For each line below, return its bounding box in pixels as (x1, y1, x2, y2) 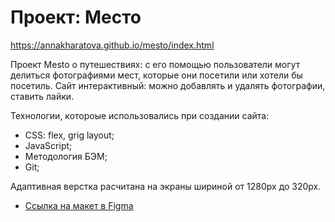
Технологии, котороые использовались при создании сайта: (10, 109, 270, 121)
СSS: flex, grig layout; (24, 129, 115, 141)
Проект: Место (10, 6, 142, 29)
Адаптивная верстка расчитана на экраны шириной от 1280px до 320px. (10, 180, 322, 192)
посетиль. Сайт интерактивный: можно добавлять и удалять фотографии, (10, 79, 326, 91)
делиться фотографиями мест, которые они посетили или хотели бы (10, 69, 303, 81)
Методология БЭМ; (24, 150, 108, 162)
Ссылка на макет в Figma (24, 199, 134, 211)
